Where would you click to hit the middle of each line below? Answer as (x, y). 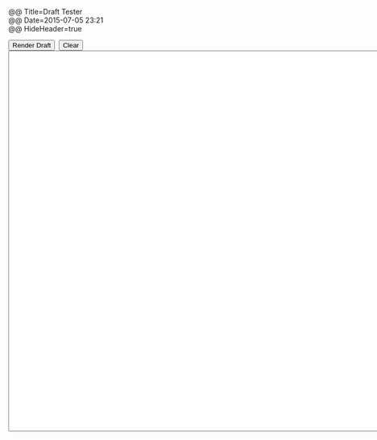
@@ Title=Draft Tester (46, 12)
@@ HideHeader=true (45, 29)
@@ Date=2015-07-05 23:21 (56, 20)
